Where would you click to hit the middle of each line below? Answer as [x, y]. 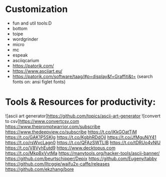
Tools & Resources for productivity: [80, 102]
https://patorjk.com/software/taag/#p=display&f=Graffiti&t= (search [82, 76]
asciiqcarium [26, 60]
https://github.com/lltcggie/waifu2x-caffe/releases [57, 163]
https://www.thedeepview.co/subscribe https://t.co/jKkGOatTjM [71, 132]
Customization [36, 9]
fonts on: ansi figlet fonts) [39, 82]
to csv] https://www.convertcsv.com [42, 121]
